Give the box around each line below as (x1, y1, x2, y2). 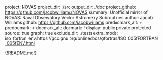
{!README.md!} (5, 50, 37, 56)
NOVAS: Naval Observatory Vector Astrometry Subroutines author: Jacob (5, 15, 153, 20)
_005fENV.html (5, 40, 35, 46)
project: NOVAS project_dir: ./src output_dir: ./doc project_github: (5, 4, 136, 10)
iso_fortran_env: (5, 35, 38, 41)
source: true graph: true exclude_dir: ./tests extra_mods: (5, 30, 118, 36)
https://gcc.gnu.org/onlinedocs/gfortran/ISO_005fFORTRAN (37, 35, 158, 41)
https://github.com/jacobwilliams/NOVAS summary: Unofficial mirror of (5, 9, 148, 15)
